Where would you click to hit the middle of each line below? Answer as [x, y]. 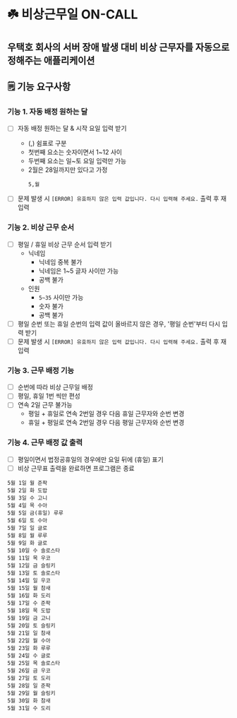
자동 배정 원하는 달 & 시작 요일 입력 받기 [72, 129]
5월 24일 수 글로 [29, 655]
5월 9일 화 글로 [28, 543]
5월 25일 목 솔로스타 [34, 663]
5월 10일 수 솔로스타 [34, 551]
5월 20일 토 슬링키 [31, 625]
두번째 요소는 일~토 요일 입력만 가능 [77, 161]
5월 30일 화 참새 [29, 700]
